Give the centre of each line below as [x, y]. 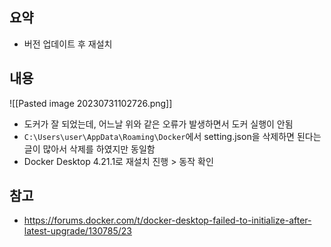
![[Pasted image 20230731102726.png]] [91, 103]
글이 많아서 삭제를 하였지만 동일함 [89, 149]
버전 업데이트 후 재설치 [68, 44]
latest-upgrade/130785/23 [77, 231]
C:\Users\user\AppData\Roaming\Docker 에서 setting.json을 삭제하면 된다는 [172, 136]
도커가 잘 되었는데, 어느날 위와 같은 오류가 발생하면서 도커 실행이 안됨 [158, 124]
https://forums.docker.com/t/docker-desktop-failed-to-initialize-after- [167, 220]
